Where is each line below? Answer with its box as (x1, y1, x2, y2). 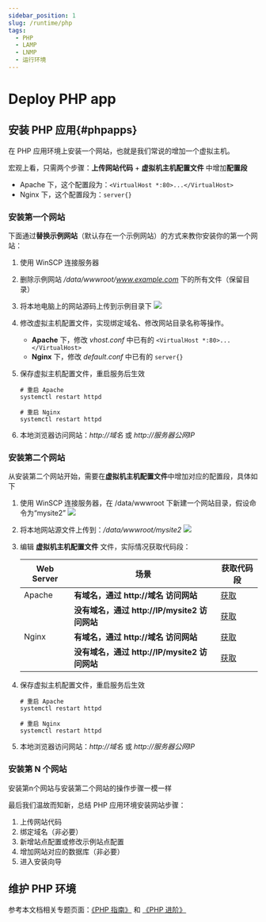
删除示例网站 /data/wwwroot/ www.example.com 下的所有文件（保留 (19, 275, 243, 284)
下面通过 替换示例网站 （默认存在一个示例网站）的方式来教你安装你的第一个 (8, 231, 251, 240)
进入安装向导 (19, 856, 62, 866)
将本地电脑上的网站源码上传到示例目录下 (19, 302, 152, 311)
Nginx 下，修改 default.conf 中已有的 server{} (31, 352, 184, 362)
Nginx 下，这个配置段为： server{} (19, 190, 132, 199)
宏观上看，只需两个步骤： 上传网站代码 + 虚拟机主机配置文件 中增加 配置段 (8, 163, 248, 172)
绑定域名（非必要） (19, 827, 83, 836)
